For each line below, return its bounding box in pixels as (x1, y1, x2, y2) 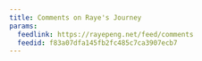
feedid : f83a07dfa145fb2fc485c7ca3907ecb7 (17, 38, 178, 48)
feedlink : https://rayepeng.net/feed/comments (17, 30, 194, 39)
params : (9, 22, 38, 30)
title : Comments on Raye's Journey (9, 13, 142, 22)
